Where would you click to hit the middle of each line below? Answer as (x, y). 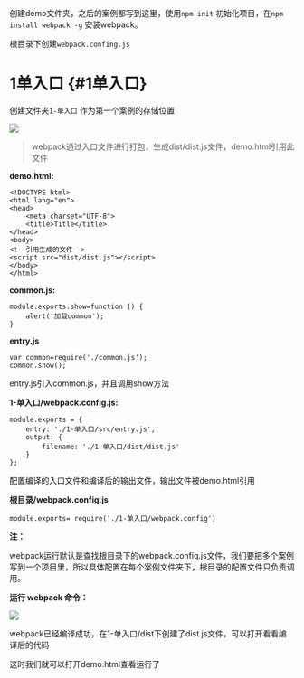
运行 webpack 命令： (49, 597)
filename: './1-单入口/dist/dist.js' (111, 447)
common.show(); (38, 365)
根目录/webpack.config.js (59, 499)
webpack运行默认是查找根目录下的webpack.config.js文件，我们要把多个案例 (152, 555)
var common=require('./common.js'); (78, 357)
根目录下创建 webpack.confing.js (70, 44)
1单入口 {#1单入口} (78, 84)
